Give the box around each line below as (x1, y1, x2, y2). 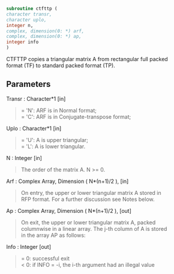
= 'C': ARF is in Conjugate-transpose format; (20, 113, 131, 120)
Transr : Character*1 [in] (6, 95, 66, 102)
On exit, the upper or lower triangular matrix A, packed (20, 219, 156, 226)
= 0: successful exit (20, 255, 70, 262)
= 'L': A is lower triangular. (20, 143, 86, 150)
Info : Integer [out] (6, 243, 52, 250)
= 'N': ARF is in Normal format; (20, 107, 97, 114)
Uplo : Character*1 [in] (6, 125, 62, 132)
